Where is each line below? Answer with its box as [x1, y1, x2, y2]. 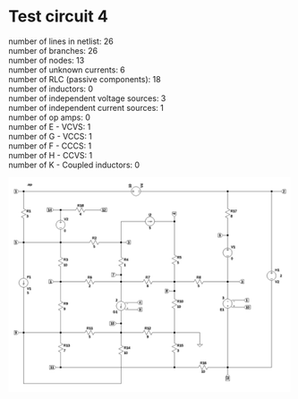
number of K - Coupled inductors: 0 [8, 159, 140, 170]
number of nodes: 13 [8, 55, 85, 65]
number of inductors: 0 [8, 83, 94, 94]
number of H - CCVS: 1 [8, 149, 93, 160]
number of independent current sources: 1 [8, 102, 165, 113]
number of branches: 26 [8, 45, 98, 55]
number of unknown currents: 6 [8, 64, 126, 75]
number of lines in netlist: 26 [8, 36, 114, 47]
